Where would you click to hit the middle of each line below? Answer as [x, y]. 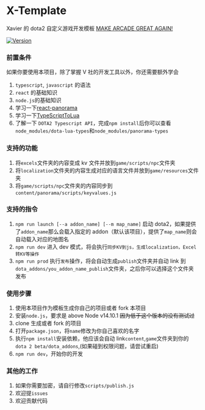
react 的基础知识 [36, 93]
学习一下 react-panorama [46, 108]
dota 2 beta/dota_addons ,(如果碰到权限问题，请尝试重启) [87, 346]
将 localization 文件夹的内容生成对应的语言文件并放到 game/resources [101, 170]
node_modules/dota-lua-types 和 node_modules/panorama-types [92, 131]
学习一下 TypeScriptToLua [47, 115]
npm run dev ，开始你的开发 [49, 354]
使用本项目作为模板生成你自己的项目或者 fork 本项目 [81, 308]
